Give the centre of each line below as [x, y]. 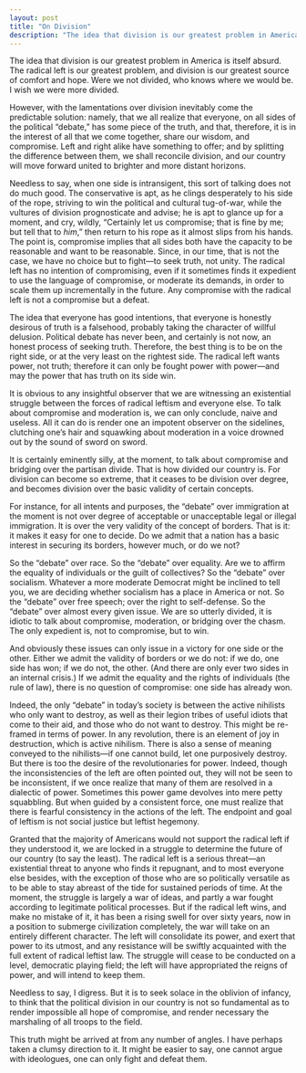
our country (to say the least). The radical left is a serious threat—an [138, 858]
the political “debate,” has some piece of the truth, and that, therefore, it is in [153, 127]
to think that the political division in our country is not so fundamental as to [149, 1003]
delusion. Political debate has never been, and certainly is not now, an [140, 337]
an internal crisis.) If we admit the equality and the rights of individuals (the [150, 678]
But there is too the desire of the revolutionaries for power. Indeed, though [149, 763]
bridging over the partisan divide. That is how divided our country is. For [145, 469]
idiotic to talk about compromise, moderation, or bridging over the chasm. [148, 621]
